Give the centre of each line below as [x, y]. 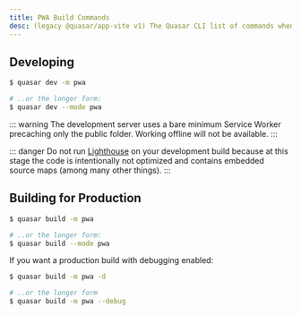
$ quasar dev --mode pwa [56, 107]
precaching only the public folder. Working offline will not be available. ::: [143, 133]
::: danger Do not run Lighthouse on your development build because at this [149, 151]
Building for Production [75, 198]
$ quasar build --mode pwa [60, 243]
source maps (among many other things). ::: [90, 170]
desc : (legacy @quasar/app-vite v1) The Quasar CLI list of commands [142, 26]
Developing [42, 62]
